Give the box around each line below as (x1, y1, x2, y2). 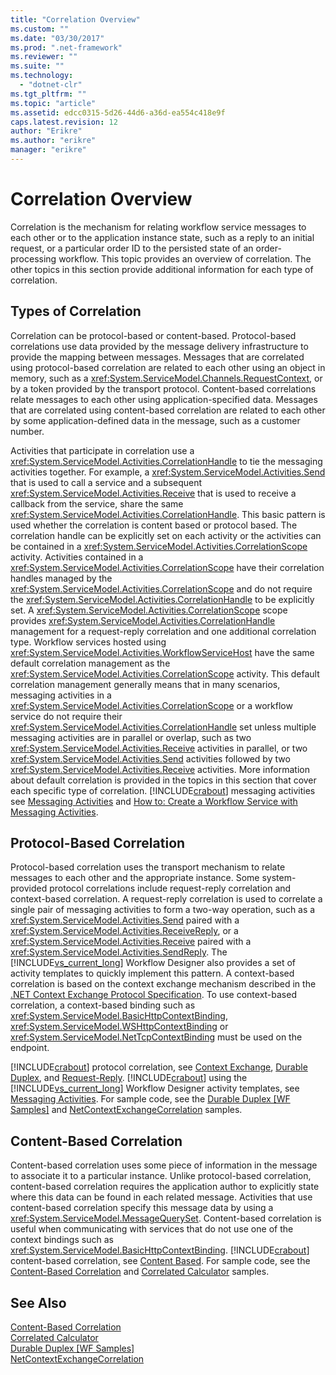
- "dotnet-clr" (19, 80, 83, 90)
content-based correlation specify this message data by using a (10, 1202, 274, 1214)
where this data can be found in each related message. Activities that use (10, 1191, 313, 1203)
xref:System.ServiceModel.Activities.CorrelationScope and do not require (10, 582, 313, 595)
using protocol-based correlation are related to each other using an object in (10, 361, 326, 373)
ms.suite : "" (10, 61, 65, 71)
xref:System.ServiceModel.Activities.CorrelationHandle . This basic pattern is (10, 508, 326, 520)
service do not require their (10, 710, 123, 722)
